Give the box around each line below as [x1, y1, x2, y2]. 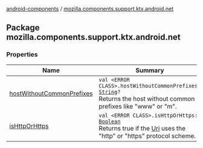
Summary [135, 66, 164, 75]
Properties [6, 50, 38, 59]
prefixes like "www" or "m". [98, 102, 177, 110]
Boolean [98, 118, 121, 125]
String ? [98, 88, 121, 95]
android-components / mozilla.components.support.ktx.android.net [6, 5, 174, 12]
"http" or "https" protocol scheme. [98, 132, 196, 140]
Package [6, 22, 40, 33]
